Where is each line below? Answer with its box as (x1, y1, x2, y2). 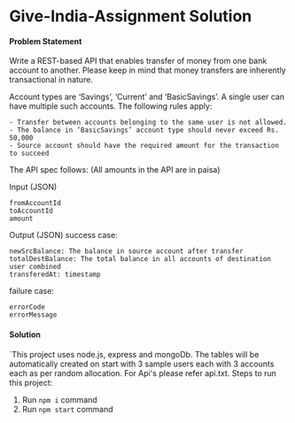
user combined (9, 263, 62, 272)
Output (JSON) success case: (9, 230, 118, 241)
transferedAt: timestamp (9, 270, 101, 280)
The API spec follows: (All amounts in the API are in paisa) (9, 165, 221, 175)
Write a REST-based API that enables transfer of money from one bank (9, 56, 268, 66)
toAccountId (9, 206, 53, 216)
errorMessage (9, 311, 58, 319)
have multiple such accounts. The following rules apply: (9, 101, 213, 112)
